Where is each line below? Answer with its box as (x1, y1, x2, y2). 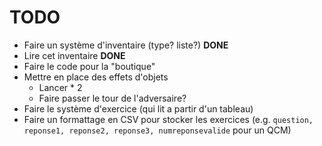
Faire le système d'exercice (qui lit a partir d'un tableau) (23, 102, 254, 115)
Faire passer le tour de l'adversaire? (38, 92, 187, 104)
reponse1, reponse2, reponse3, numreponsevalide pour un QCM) (23, 124, 292, 136)
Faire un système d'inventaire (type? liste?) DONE (23, 39, 229, 51)
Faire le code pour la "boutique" (23, 60, 156, 72)
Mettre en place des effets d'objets (23, 71, 169, 83)
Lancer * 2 (38, 81, 83, 93)
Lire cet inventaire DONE (23, 49, 126, 61)
